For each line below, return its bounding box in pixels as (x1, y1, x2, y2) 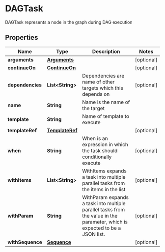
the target (82, 105, 105, 112)
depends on (82, 90, 110, 97)
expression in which (82, 141, 129, 148)
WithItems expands (82, 168, 127, 174)
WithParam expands (82, 194, 129, 200)
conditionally (82, 153, 112, 160)
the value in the (82, 212, 118, 219)
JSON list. (82, 230, 105, 237)
